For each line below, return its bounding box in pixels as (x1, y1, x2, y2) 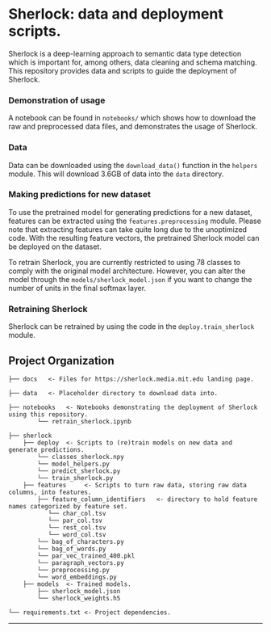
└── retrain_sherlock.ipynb (37, 417, 131, 425)
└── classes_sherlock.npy (37, 453, 125, 461)
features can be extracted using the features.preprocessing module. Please (8, 216, 262, 225)
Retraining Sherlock (8, 303, 88, 314)
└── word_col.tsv (48, 530, 106, 538)
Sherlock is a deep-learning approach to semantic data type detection (8, 48, 242, 58)
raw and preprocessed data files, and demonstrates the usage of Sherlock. (8, 122, 258, 132)
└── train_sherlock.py (37, 474, 114, 482)
